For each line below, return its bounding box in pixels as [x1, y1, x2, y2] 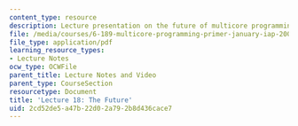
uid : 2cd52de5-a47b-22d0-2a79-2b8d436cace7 [9, 104, 173, 113]
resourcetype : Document [9, 87, 98, 96]
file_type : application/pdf [9, 37, 114, 47]
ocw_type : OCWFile [9, 63, 77, 72]
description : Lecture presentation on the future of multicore [9, 21, 248, 30]
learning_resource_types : [9, 46, 105, 55]
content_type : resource [9, 12, 98, 22]
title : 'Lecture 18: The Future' [9, 95, 133, 105]
